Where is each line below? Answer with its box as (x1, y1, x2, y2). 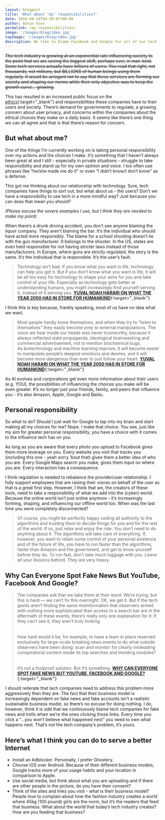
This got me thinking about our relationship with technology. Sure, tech (5, 182, 149, 188)
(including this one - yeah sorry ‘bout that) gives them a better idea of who (5, 455, 156, 460)
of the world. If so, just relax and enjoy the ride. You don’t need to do (17, 526, 156, 532)
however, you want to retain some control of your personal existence (17, 536, 156, 542)
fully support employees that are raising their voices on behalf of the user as (5, 480, 160, 486)
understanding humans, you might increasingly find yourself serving (17, 284, 156, 290)
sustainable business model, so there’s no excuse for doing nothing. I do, (5, 701, 153, 707)
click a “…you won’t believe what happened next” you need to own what (5, 717, 151, 723)
